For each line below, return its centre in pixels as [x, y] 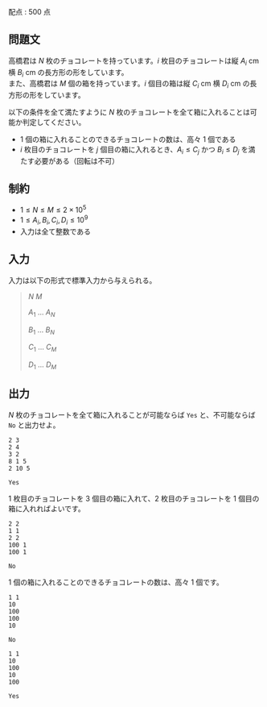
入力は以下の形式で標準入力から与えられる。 [82, 280]
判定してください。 [54, 123]
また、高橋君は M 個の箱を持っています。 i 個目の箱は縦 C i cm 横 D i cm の [129, 85]
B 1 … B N [41, 331]
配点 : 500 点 [29, 12]
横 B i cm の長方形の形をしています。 [68, 73]
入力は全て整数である [55, 231]
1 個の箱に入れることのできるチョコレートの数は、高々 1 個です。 [116, 582]
